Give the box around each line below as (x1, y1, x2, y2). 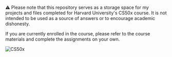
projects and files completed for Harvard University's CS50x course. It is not (5, 10, 167, 16)
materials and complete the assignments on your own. (5, 36, 120, 42)
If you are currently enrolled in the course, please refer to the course (5, 31, 150, 36)
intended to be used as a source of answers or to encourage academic (5, 15, 156, 21)
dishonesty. (5, 21, 30, 27)
